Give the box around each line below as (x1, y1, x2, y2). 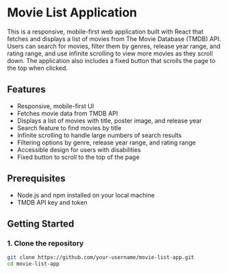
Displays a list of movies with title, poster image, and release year (16, 116, 202, 125)
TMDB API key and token (16, 198, 88, 206)
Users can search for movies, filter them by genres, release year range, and (7, 42, 221, 50)
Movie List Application (7, 5, 138, 21)
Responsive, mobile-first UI (16, 101, 94, 110)
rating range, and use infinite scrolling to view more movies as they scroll (7, 49, 214, 58)
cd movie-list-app (7, 260, 60, 268)
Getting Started (7, 218, 75, 229)
